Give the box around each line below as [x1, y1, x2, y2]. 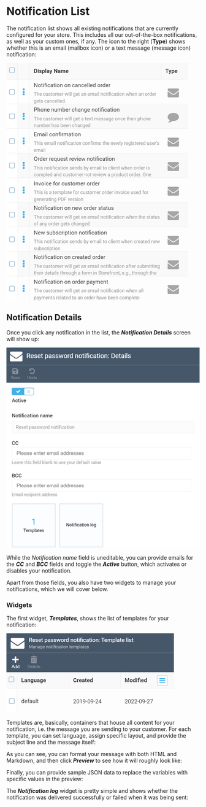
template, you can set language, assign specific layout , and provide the [6, 732, 186, 739]
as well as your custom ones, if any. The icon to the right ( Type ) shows [6, 37, 186, 45]
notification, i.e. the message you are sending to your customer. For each [6, 725, 191, 733]
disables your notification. [6, 566, 72, 574]
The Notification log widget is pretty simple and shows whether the [6, 787, 178, 795]
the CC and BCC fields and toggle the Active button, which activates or [6, 560, 187, 568]
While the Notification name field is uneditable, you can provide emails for [6, 554, 194, 561]
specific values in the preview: [6, 775, 83, 783]
